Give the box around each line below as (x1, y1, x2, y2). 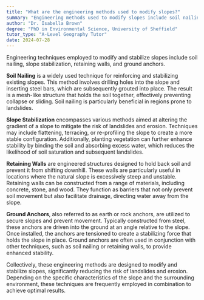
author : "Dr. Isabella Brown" (6, 20, 83, 26)
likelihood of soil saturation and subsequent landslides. (6, 148, 144, 155)
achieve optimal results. (6, 287, 66, 294)
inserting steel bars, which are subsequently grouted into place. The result (6, 85, 192, 92)
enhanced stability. (6, 250, 54, 256)
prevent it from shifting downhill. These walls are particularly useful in (6, 166, 181, 174)
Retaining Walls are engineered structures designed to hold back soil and (6, 160, 191, 167)
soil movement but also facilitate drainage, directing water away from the (6, 193, 189, 199)
